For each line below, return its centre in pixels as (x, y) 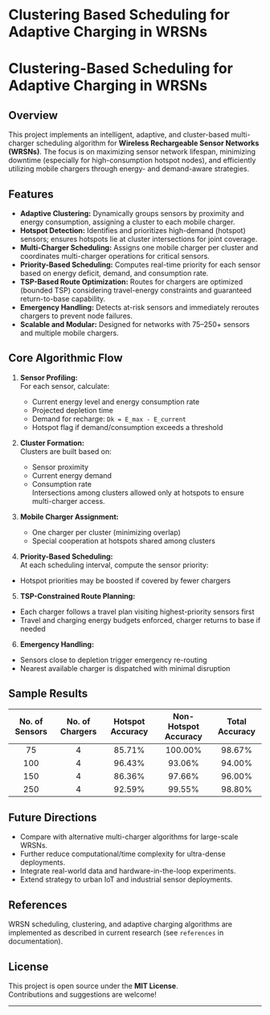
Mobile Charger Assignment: (69, 517)
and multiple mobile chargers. (69, 333)
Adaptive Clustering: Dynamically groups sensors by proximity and (132, 213)
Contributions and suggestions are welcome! (82, 995)
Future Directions (53, 818)
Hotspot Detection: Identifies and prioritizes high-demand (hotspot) (133, 230)
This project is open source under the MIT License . (93, 986)
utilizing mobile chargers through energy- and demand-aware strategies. (129, 169)
